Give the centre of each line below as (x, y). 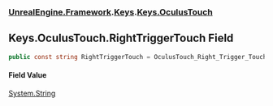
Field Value (28, 75)
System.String (32, 93)
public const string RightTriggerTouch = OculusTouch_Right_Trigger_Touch (138, 57)
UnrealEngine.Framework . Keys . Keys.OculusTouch (110, 12)
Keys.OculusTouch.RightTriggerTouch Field (121, 38)
